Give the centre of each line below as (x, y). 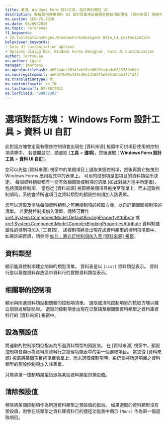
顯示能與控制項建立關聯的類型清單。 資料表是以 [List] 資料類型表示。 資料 (82, 267)
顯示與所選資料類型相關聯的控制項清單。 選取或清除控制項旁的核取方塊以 (80, 302)
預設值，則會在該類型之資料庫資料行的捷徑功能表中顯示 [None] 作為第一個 (81, 411)
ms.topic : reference (27, 28)
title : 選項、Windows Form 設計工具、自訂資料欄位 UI (57, 10)
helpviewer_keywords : (28, 42)
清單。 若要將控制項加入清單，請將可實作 (47, 211)
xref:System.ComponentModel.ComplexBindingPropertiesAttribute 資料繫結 (83, 224)
